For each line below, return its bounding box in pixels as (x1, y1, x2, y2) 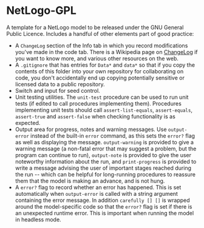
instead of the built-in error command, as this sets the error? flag (30, 132, 195, 139)
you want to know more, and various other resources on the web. (15, 55, 179, 62)
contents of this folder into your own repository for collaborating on (15, 67, 184, 75)
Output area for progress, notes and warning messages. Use (15, 126, 167, 133)
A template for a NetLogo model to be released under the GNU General (6, 24, 184, 31)
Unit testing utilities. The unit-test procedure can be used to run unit (15, 93, 189, 101)
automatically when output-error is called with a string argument (15, 190, 178, 197)
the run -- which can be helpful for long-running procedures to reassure (15, 170, 196, 178)
